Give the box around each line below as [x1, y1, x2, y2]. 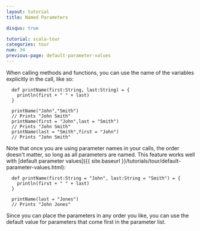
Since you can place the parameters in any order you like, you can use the [6, 212, 189, 219]
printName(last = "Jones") [11, 196, 79, 202]
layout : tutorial [6, 8, 50, 15]
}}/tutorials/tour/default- [122, 157, 181, 165]
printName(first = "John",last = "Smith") [11, 118, 119, 124]
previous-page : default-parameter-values [6, 53, 111, 59]
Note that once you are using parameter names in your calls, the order [6, 144, 180, 151]
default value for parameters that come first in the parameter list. [6, 218, 166, 225]
